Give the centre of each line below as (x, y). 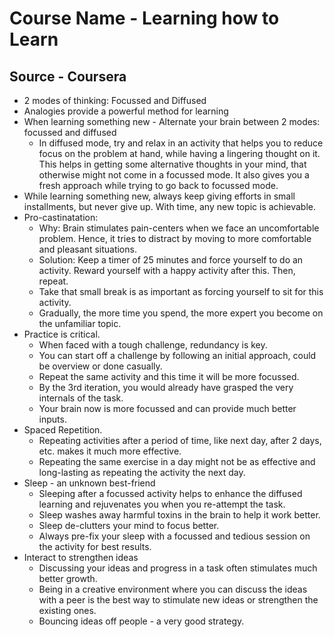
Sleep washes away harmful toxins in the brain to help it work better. (179, 515)
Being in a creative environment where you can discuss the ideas (173, 589)
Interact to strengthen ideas (81, 557)
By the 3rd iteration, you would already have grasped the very (166, 387)
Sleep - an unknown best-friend (89, 483)
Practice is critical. (62, 334)
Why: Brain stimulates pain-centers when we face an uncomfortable (179, 228)
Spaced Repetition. (63, 430)
